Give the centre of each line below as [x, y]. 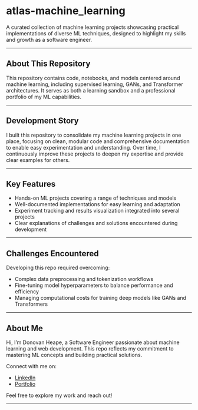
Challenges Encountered [52, 254]
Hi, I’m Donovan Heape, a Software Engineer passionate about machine [93, 342]
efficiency [27, 292]
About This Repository [48, 64]
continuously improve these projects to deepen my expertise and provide [95, 154]
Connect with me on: [32, 366]
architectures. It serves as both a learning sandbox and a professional [91, 90]
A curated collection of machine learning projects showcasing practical [93, 27]
